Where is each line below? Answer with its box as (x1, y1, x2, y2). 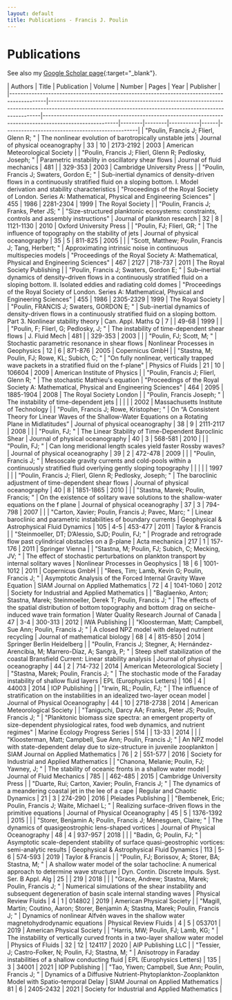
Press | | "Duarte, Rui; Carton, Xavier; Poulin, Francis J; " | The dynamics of (7, 780, 221, 788)
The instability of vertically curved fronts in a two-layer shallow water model (7, 934, 224, 942)
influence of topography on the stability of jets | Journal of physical (7, 229, 199, 238)
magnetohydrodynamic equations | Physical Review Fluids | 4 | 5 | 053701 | (7, 919, 221, 927)
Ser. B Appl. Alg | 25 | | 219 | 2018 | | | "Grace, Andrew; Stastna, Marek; (7, 875, 209, 883)
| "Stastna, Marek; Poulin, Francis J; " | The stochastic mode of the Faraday (7, 669, 222, 677)
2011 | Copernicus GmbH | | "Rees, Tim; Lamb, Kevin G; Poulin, (25, 567, 204, 575)
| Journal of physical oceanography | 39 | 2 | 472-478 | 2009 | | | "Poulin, (7, 450, 216, 458)
